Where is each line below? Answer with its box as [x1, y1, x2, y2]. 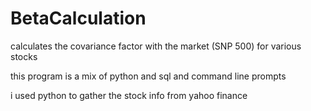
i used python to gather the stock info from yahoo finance [10, 89, 248, 101]
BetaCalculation [10, 7, 147, 30]
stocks [10, 50, 38, 62]
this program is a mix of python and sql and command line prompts [10, 70, 287, 82]
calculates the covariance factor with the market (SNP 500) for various [10, 40, 302, 52]
